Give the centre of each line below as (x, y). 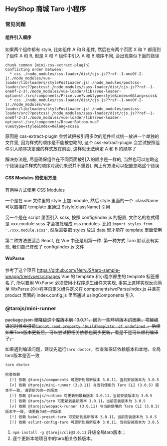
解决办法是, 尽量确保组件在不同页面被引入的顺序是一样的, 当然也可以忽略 (80, 159)
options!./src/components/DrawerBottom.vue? (52, 122)
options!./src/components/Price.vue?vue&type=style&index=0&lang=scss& (81, 96)
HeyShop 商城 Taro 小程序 (46, 9)
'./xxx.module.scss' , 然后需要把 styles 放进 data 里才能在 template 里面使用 (83, 230)
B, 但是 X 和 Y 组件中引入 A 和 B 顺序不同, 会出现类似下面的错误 (94, 55)
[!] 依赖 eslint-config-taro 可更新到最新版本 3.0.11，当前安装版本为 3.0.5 (84, 423)
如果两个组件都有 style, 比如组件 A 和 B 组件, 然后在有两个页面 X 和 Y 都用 (81, 49)
